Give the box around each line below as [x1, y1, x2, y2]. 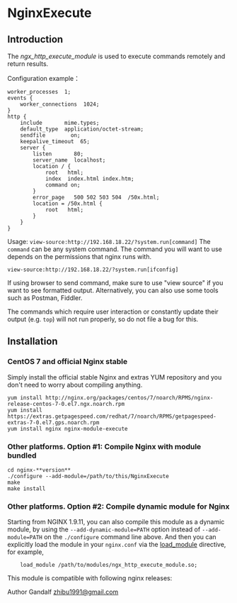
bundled [7, 450, 37, 460]
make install [7, 485, 46, 492]
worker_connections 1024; [20, 101, 100, 108]
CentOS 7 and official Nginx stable [7, 357, 128, 367]
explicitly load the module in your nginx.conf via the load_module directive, [7, 541, 226, 549]
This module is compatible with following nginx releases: [7, 574, 173, 582]
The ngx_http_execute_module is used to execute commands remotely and [7, 52, 226, 60]
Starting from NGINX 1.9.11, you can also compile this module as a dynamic [7, 518, 225, 526]
